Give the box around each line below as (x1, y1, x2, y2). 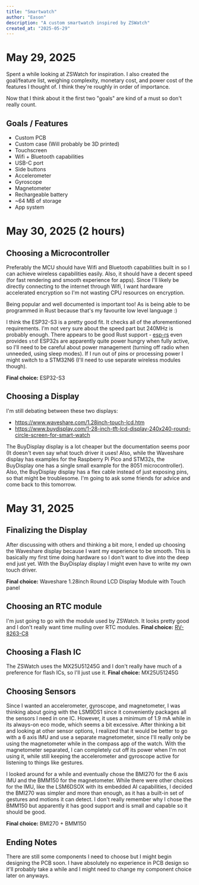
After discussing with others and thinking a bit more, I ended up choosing (6, 541, 186, 548)
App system (14, 203, 45, 211)
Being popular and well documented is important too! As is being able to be (6, 301, 190, 307)
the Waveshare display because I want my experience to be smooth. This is (6, 547, 191, 554)
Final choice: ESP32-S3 (6, 374, 65, 381)
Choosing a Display (6, 391, 80, 401)
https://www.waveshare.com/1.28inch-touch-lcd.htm (14, 419, 145, 426)
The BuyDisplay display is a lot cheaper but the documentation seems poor (6, 442, 190, 450)
